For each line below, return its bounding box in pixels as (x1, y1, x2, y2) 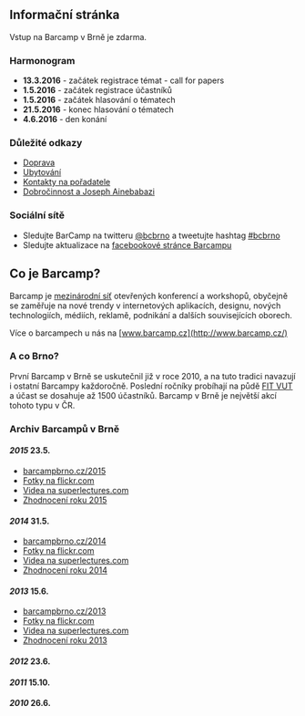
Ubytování (22, 167, 62, 178)
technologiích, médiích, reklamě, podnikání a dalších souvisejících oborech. (9, 309, 293, 320)
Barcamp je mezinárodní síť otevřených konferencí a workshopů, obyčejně (9, 290, 289, 301)
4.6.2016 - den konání (22, 114, 107, 125)
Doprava (22, 157, 56, 168)
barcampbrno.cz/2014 (22, 535, 107, 546)
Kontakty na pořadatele (22, 177, 111, 188)
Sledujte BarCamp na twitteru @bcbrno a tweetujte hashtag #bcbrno (22, 230, 280, 241)
